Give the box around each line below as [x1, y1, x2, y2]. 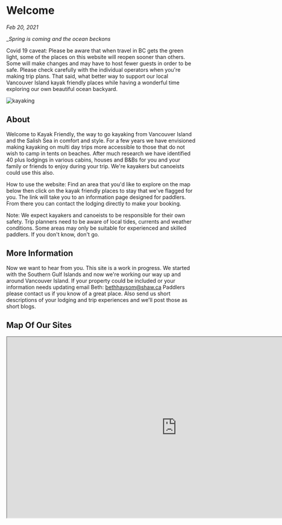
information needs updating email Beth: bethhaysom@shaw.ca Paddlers [6, 283, 185, 291]
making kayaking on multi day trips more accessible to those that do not [6, 143, 185, 151]
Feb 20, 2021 [6, 24, 39, 31]
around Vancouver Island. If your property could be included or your [6, 277, 176, 284]
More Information [6, 248, 74, 259]
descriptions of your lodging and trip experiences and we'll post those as [6, 296, 188, 303]
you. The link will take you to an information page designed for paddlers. [6, 193, 186, 201]
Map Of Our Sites [6, 320, 72, 330]
